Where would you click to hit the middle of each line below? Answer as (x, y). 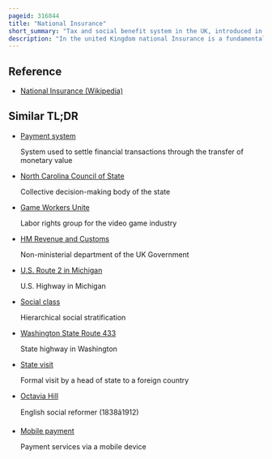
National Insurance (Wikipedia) (72, 91)
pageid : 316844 (34, 16)
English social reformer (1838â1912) (79, 412)
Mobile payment (47, 431)
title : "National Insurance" (57, 24)
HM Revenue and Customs (64, 238)
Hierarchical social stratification (73, 317)
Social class (40, 302)
